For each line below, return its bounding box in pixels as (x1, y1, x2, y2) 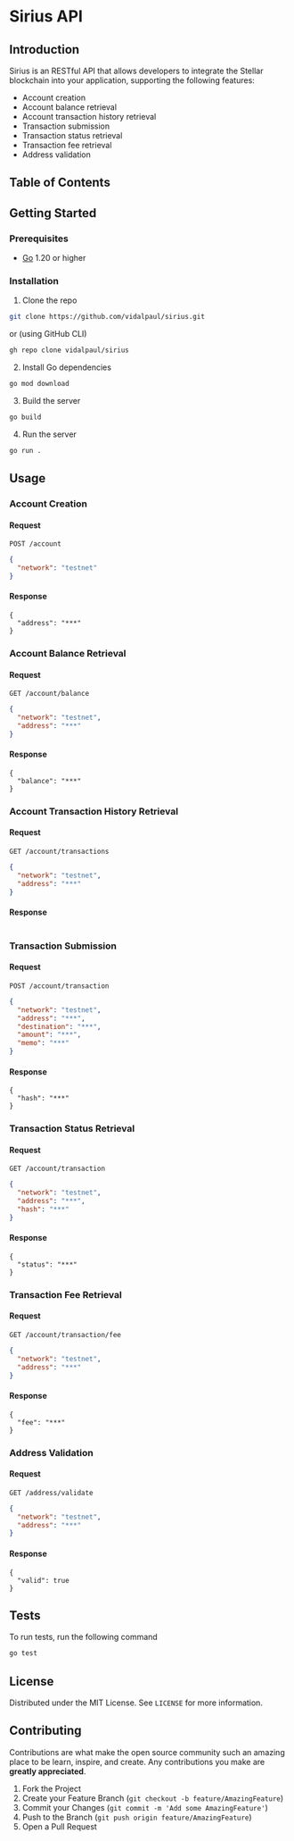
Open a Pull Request (21, 1820, 98, 1832)
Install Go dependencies (21, 362, 111, 372)
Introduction (9, 42, 80, 57)
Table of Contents (9, 175, 111, 190)
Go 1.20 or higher (21, 253, 86, 264)
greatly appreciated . (9, 1766, 86, 1777)
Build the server (21, 396, 81, 406)
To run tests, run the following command (9, 1632, 158, 1643)
